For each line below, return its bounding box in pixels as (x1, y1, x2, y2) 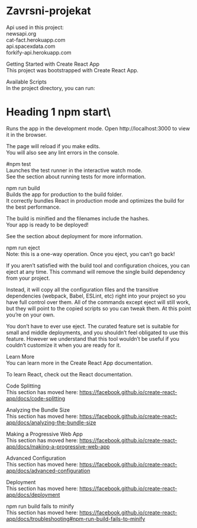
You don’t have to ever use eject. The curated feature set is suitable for (6, 322, 179, 329)
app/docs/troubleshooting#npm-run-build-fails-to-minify (6, 515, 146, 522)
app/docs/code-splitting (6, 395, 66, 402)
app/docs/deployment (6, 491, 60, 498)
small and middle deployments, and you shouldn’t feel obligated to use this (6, 329, 188, 336)
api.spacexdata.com (6, 43, 56, 50)
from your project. (6, 274, 50, 281)
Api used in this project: (6, 24, 64, 31)
